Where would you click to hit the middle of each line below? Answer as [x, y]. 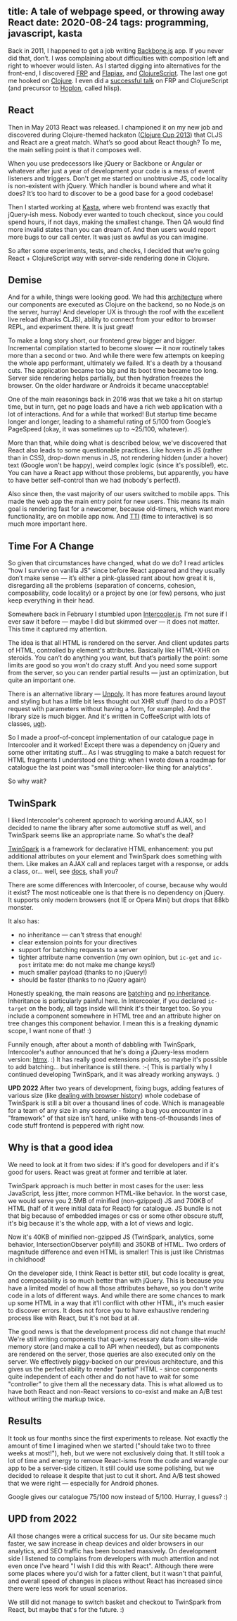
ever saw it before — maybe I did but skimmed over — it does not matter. [114, 622]
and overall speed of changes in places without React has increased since [116, 1581]
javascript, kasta [45, 33]
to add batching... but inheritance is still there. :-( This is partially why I [110, 1067]
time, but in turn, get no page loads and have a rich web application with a [115, 407]
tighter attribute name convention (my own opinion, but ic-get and [115, 957]
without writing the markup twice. [57, 1399]
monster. [21, 908]
